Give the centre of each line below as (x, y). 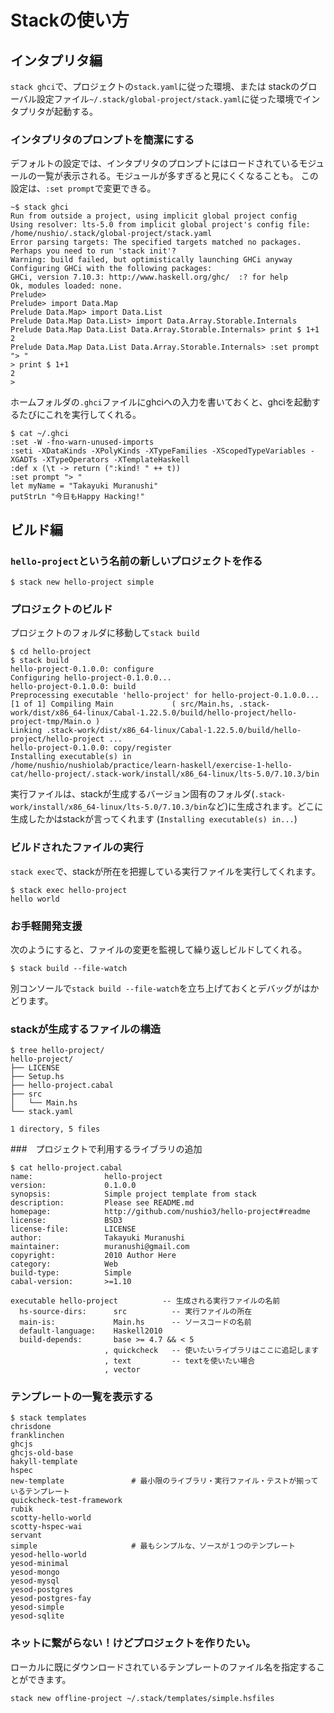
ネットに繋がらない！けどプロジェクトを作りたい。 (133, 1643)
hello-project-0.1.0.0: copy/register (91, 748)
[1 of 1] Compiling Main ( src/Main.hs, (122, 704)
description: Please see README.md (102, 1203)
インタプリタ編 (56, 60)
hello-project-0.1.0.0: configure (82, 669)
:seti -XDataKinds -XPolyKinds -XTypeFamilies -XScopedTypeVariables (158, 451)
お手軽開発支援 (46, 926)
